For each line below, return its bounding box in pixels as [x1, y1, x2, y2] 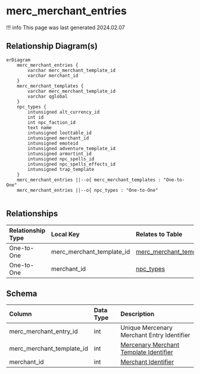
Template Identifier [120, 348, 174, 357]
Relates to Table [136, 230, 183, 238]
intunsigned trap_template [27, 166, 95, 172]
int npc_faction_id [27, 119, 76, 126]
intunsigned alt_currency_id [27, 109, 100, 115]
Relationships [6, 208, 58, 219]
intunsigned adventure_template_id [27, 145, 116, 151]
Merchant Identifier [120, 358, 174, 366]
